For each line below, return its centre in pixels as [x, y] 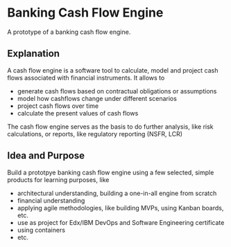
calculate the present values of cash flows [78, 113]
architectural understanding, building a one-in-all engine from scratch [117, 193]
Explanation [34, 54]
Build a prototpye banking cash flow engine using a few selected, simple [111, 172]
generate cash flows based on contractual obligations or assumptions [117, 91]
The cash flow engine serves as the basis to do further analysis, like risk [110, 127]
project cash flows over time [58, 106]
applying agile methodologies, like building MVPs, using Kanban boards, [120, 208]
